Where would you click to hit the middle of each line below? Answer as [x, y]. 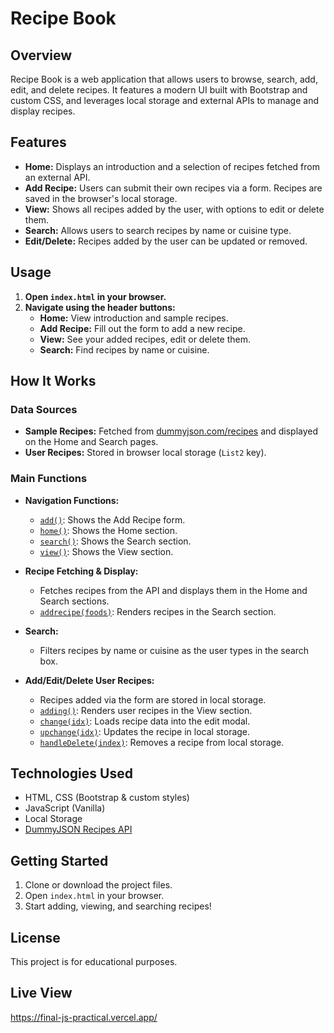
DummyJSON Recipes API [78, 829]
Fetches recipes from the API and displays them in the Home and [173, 590]
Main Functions [49, 479]
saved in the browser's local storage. [101, 198]
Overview [41, 55]
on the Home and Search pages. [91, 442]
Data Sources [44, 409]
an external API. [57, 177]
